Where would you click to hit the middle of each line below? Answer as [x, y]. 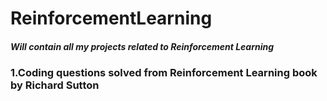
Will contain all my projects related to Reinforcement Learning [142, 46]
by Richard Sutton [55, 85]
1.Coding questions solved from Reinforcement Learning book [164, 73]
